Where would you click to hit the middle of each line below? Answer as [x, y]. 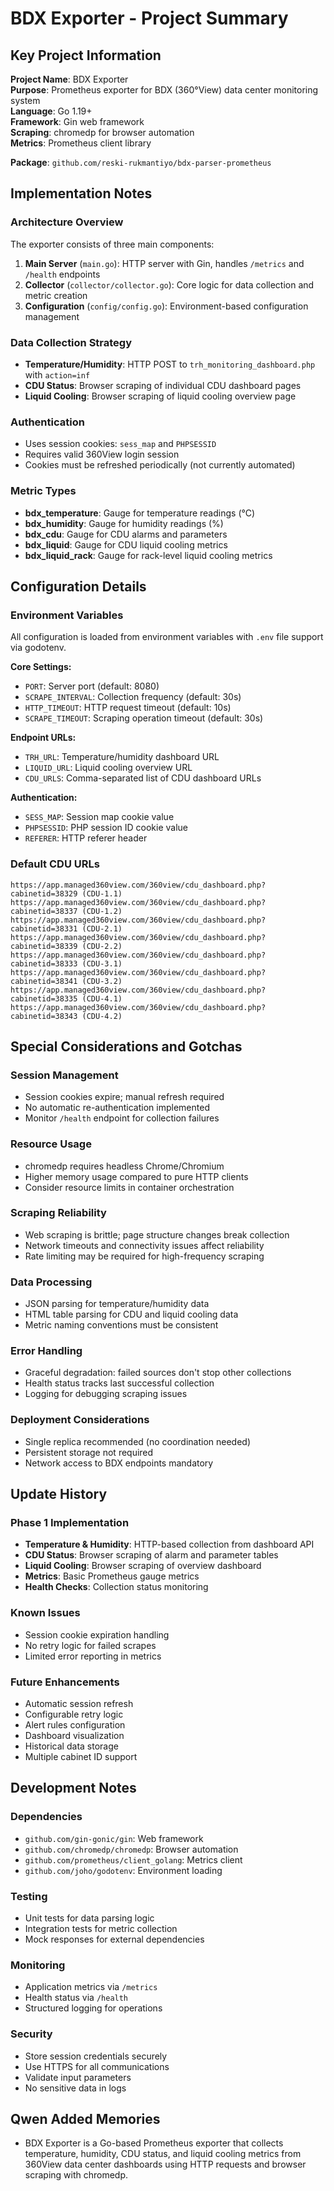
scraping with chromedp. [76, 2175]
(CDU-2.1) [102, 928]
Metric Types [43, 491]
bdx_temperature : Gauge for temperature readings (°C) [140, 513]
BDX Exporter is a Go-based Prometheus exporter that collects [154, 2143]
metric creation [56, 295]
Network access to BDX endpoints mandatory [119, 1463]
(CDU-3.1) [102, 963]
